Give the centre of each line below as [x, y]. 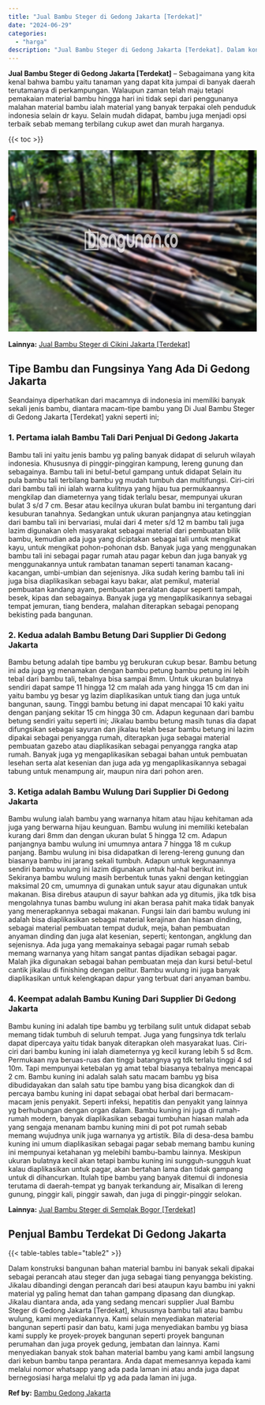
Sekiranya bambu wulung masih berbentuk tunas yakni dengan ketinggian [129, 878]
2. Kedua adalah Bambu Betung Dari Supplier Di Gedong [117, 635]
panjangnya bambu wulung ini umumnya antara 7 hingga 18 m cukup [119, 844]
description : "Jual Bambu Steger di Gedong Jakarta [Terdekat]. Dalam [127, 50]
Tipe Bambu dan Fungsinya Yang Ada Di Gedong [129, 369]
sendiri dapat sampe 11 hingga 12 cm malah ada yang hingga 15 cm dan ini [129, 687]
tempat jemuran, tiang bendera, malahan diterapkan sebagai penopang [123, 606]
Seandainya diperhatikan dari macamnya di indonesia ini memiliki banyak [127, 400]
